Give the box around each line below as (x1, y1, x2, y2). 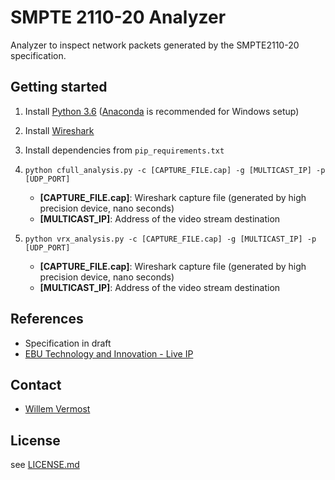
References (10, 311, 84, 328)
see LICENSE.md (10, 459, 80, 471)
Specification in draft (24, 337, 112, 349)
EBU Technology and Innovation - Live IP (24, 347, 194, 360)
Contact (10, 376, 62, 393)
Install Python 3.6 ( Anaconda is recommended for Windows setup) (24, 105, 300, 117)
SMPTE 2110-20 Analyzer (10, 6, 227, 29)
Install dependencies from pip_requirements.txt (24, 144, 225, 156)
